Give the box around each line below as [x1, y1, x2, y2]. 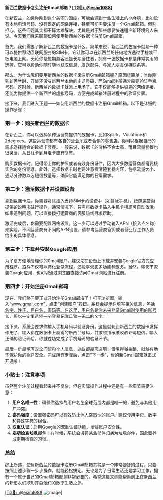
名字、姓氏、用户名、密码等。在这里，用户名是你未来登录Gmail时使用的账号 [5, 307, 157, 313]
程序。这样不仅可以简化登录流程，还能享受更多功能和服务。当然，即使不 [9, 264, 154, 269]
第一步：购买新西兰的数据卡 [5, 120, 70, 127]
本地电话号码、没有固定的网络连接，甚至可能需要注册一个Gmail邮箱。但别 [9, 21, 157, 27]
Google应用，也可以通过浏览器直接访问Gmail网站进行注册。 [9, 269, 129, 276]
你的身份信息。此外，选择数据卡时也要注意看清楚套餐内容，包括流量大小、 [9, 167, 158, 172]
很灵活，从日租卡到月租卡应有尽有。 [5, 150, 78, 156]
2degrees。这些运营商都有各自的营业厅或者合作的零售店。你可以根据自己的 [5, 138, 156, 144]
